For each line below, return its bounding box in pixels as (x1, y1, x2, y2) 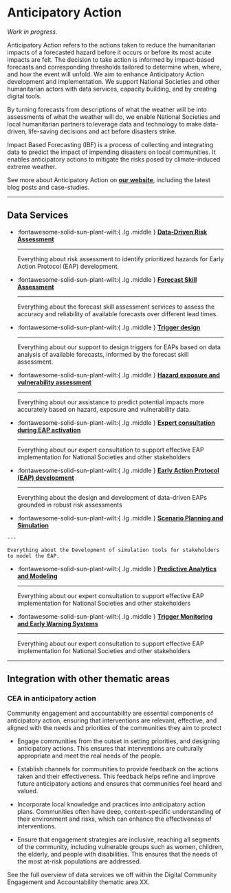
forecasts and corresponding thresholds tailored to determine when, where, (7, 63, 222, 71)
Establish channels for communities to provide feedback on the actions (16, 765, 219, 773)
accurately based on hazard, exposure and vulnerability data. (16, 405, 191, 413)
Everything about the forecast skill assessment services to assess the (16, 302, 215, 311)
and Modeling (16, 572, 58, 580)
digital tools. (7, 91, 42, 100)
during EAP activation (16, 426, 81, 434)
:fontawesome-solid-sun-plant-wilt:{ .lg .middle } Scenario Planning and (16, 514, 223, 522)
